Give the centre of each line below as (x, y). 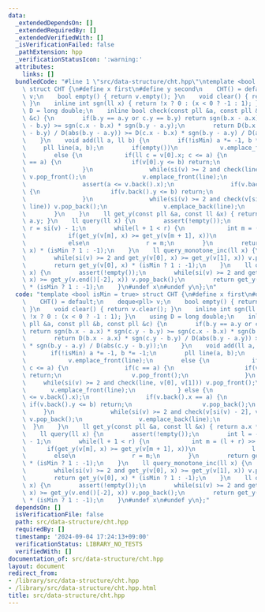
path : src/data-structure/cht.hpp (72, 522)
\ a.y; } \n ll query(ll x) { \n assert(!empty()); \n (127, 221)
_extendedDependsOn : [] (54, 23)
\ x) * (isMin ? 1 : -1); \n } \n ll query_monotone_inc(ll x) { (139, 250)
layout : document (37, 566)
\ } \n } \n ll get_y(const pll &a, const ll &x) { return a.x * (141, 426)
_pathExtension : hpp (49, 52)
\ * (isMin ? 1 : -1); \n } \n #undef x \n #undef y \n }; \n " (119, 287)
